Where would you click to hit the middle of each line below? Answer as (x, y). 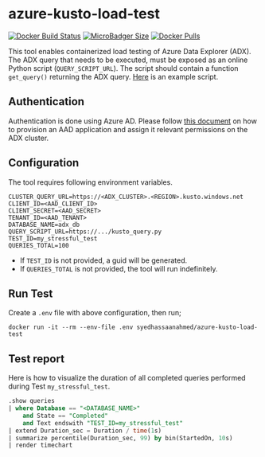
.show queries (32, 401)
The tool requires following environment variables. (90, 182)
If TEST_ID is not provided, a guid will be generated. (103, 260)
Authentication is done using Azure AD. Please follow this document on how (132, 121)
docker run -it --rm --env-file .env (71, 327)
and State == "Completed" (66, 416)
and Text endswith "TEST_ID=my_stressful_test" (103, 423)
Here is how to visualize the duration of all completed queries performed (127, 378)
